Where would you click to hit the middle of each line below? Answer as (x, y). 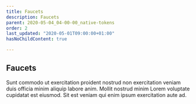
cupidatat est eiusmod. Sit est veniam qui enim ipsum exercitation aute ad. (97, 95)
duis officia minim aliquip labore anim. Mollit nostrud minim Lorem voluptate (98, 89)
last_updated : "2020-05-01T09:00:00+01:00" (61, 34)
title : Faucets (25, 12)
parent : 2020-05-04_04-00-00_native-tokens (61, 22)
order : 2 (17, 28)
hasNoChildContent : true (37, 39)
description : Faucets (33, 17)
